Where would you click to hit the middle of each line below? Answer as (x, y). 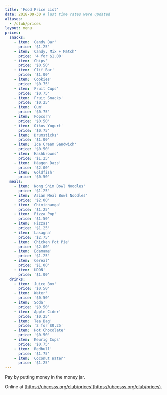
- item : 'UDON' (30, 270)
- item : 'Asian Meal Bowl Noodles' (51, 195)
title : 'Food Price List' (32, 10)
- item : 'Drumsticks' (36, 135)
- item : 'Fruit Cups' (36, 89)
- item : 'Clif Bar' (34, 70)
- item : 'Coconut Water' (40, 358)
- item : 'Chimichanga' (38, 205)
